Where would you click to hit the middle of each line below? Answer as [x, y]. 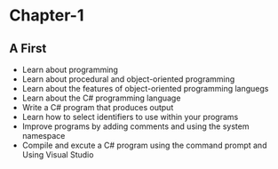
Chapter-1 [47, 16]
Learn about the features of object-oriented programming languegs [145, 89]
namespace [44, 136]
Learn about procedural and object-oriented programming [128, 79]
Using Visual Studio [58, 155]
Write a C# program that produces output [98, 107]
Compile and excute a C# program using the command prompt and [144, 145]
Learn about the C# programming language [101, 98]
